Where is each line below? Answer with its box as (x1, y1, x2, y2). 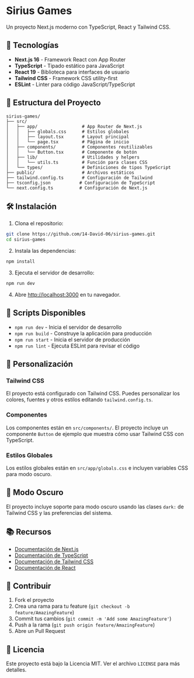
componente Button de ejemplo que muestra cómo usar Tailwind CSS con (6, 430, 184, 437)
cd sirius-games (6, 237, 46, 243)
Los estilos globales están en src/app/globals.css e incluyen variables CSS (6, 464, 189, 471)
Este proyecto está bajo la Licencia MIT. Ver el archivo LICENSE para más (6, 660, 180, 667)
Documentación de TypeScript (14, 552, 89, 559)
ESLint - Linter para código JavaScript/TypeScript (14, 81, 136, 88)
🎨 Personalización (6, 359, 73, 369)
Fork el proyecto (14, 597, 54, 604)
